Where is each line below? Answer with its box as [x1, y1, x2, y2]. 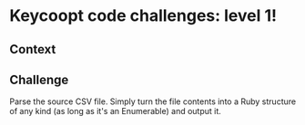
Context [9, 42, 56, 57]
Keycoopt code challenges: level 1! [9, 5, 278, 26]
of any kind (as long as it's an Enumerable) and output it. [9, 106, 221, 117]
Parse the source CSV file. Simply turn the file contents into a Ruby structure [9, 96, 297, 107]
